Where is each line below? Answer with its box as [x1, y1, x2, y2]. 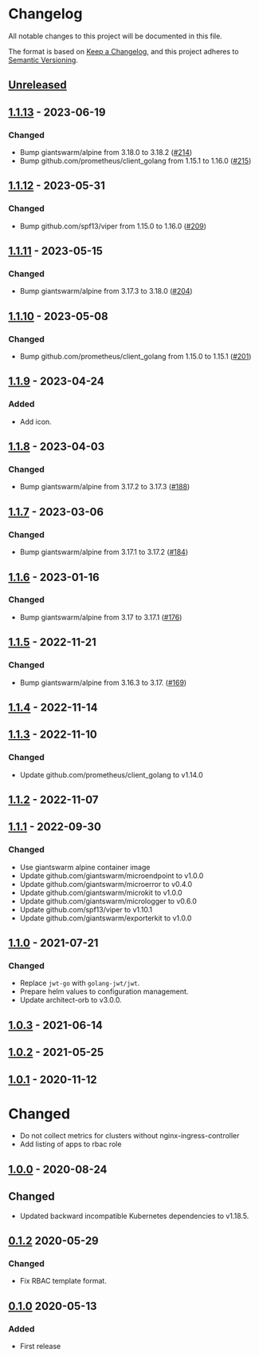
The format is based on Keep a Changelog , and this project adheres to [8, 46, 239, 56]
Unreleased [8, 78, 68, 92]
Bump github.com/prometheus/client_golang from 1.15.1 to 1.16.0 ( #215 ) [19, 156, 252, 166]
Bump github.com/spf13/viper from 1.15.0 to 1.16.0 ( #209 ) [19, 221, 207, 231]
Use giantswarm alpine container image [19, 862, 151, 872]
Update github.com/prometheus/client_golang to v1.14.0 [19, 769, 203, 779]
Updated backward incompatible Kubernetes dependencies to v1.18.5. [19, 1211, 249, 1221]
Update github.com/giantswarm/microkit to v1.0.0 [19, 888, 182, 897]
